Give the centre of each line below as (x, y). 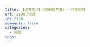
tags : (11, 37)
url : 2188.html (21, 14)
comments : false (22, 23)
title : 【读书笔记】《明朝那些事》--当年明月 (45, 10)
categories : (17, 28)
